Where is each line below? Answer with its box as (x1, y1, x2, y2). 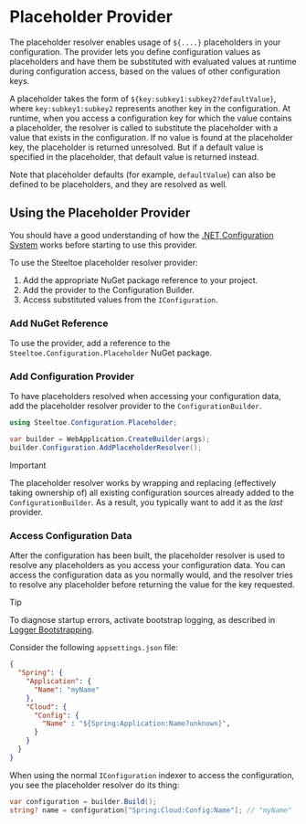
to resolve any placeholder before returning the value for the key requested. (9, 579, 295, 590)
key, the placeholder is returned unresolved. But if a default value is (9, 142, 264, 153)
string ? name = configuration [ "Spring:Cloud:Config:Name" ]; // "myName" (9, 806, 292, 815)
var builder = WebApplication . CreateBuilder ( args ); (9, 435, 210, 444)
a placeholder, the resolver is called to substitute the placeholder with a (9, 121, 279, 133)
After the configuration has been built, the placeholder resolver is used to (9, 550, 286, 561)
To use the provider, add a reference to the (9, 338, 171, 349)
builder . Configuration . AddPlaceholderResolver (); (9, 443, 203, 453)
